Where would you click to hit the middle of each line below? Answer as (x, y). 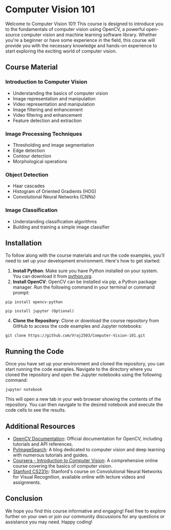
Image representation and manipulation (54, 98)
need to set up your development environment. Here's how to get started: (83, 261)
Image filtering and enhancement (48, 110)
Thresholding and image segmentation (54, 145)
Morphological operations (40, 161)
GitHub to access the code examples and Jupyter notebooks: (77, 326)
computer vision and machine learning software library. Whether (89, 34)
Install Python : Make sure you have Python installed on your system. (85, 271)
